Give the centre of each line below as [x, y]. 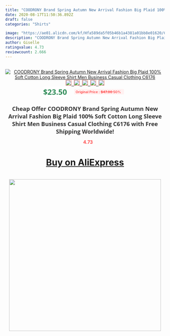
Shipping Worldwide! [85, 131]
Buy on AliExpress [85, 163]
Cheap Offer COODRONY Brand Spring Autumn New [85, 109]
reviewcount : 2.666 [26, 52]
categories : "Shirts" [28, 24]
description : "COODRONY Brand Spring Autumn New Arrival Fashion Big [80, 38]
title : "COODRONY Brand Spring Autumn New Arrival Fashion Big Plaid [80, 10]
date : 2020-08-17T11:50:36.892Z [39, 15]
